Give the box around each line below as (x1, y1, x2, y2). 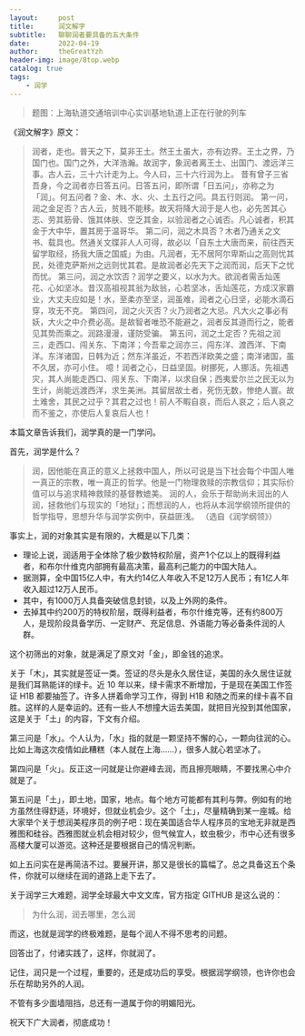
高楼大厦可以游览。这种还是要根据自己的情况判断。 (9, 839, 201, 850)
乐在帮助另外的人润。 (9, 978, 89, 989)
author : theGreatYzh (9, 47, 103, 56)
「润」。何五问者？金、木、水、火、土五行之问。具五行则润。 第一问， (31, 191, 293, 202)
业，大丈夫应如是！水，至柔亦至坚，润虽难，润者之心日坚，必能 (31, 293, 271, 305)
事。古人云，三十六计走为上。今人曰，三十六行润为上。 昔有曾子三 (31, 168, 281, 179)
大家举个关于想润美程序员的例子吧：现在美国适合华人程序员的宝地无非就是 (9, 816, 288, 828)
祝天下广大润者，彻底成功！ (9, 1016, 113, 1028)
